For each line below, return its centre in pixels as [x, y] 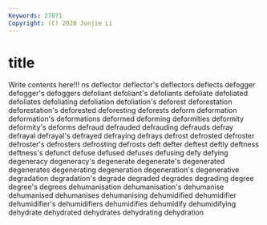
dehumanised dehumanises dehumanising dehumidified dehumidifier [122, 195]
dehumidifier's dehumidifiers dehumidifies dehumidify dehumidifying [122, 204]
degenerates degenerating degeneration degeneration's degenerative [124, 170]
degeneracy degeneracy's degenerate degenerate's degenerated [117, 162]
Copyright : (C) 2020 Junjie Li [61, 23]
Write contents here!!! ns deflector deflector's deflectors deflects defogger [132, 85]
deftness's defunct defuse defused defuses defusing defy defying [118, 153]
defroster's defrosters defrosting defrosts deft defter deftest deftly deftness [133, 144]
